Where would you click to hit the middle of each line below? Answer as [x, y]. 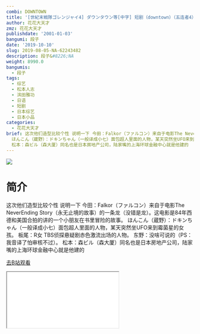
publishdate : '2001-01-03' [40, 34]
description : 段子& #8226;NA [40, 56]
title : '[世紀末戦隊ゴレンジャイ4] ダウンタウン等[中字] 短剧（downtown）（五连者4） [101, 17]
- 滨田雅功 [23, 95]
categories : [21, 123]
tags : [13, 78]
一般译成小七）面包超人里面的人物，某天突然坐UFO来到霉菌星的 [100, 227]
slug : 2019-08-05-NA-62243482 [44, 51]
